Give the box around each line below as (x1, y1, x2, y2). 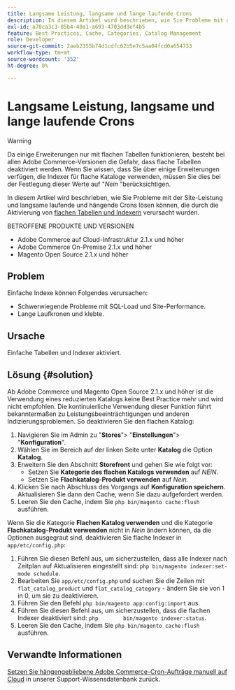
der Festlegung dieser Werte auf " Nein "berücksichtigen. (7, 180, 171, 188)
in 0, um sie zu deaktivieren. (17, 591, 99, 600)
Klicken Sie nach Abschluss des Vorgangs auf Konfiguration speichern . (17, 483, 226, 491)
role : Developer (7, 36, 55, 43)
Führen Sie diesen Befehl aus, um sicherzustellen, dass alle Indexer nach (17, 554, 227, 563)
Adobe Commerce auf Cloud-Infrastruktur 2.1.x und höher (17, 235, 184, 243)
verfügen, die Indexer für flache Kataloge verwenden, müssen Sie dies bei (7, 172, 222, 180)
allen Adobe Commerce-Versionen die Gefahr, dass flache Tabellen (7, 157, 201, 166)
